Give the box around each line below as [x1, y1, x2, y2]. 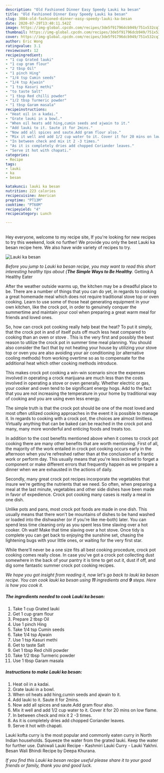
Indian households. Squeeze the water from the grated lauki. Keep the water [5, 737, 159, 743]
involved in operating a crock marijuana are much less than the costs [5, 375, 144, 381]
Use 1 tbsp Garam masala [12, 658, 64, 664]
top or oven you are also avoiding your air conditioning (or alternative [5, 350, 144, 356]
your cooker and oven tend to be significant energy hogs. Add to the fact [5, 386, 152, 391]
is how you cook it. [5, 582, 43, 588]
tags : [5, 162, 17, 167]
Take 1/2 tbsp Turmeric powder [12, 653, 75, 659]
